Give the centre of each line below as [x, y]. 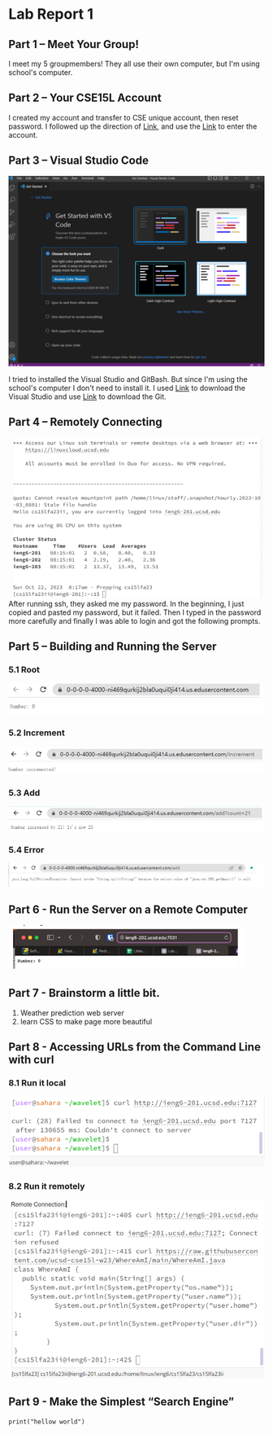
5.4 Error [26, 850]
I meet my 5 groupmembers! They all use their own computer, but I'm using [134, 64]
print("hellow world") [47, 1422]
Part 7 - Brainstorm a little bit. [84, 993]
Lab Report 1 [51, 14]
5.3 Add [24, 793]
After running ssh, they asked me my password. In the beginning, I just [126, 604]
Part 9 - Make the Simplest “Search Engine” [121, 1401]
